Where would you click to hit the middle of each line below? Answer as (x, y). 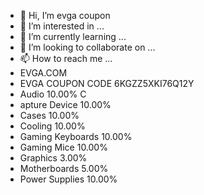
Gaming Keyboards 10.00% (76, 136)
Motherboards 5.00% (64, 168)
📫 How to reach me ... (66, 58)
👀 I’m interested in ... (62, 26)
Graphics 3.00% (53, 158)
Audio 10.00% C (53, 94)
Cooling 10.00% (52, 126)
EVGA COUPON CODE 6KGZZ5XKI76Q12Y (107, 83)
